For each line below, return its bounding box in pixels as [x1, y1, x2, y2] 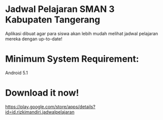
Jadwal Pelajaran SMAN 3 [5, 3, 115, 15]
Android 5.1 [5, 70, 28, 76]
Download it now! [5, 87, 79, 99]
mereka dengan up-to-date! [5, 36, 62, 42]
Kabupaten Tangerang [5, 14, 100, 25]
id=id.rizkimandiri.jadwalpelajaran [5, 109, 75, 115]
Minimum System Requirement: [5, 53, 139, 65]
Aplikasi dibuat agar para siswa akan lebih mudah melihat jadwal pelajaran [5, 30, 158, 36]
